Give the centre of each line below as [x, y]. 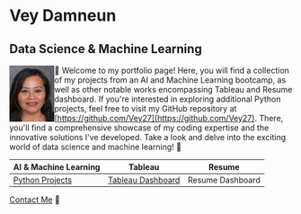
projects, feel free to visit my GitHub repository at [146, 108]
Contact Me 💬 [35, 200]
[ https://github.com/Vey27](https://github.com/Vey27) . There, [169, 118]
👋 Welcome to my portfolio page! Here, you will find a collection [172, 70]
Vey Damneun [63, 16]
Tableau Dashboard [144, 180]
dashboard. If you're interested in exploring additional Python [168, 99]
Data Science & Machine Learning [106, 49]
